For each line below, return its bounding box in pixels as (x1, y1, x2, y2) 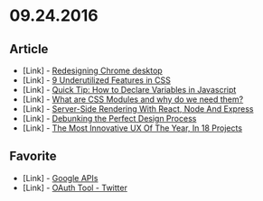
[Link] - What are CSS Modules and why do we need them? (22, 94, 244, 105)
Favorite (9, 149, 57, 164)
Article (9, 41, 49, 57)
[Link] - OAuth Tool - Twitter (22, 182, 128, 193)
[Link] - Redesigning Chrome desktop (22, 65, 163, 76)
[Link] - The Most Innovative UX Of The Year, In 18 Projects (22, 123, 242, 133)
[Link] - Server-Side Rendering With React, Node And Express (22, 104, 254, 114)
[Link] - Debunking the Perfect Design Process (22, 114, 197, 123)
